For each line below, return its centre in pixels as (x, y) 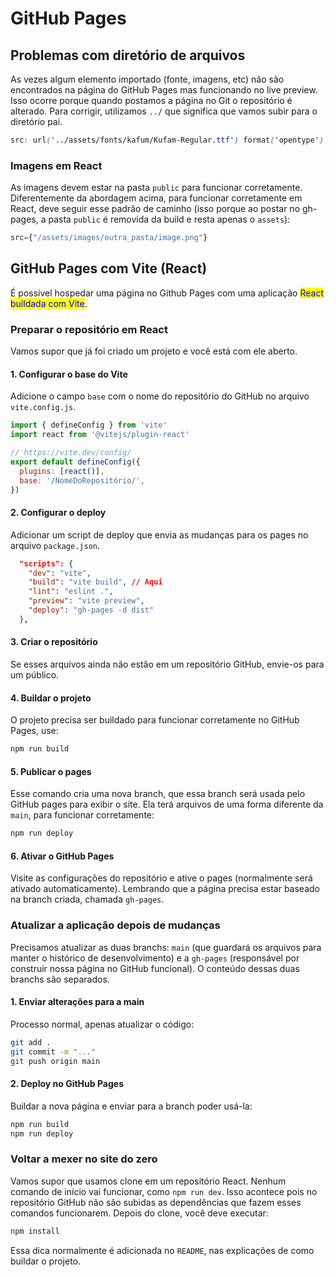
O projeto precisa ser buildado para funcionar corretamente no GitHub (155, 720)
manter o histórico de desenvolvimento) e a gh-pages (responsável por (155, 958)
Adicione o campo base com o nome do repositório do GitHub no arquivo (160, 396)
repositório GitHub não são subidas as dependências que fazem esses (156, 1202)
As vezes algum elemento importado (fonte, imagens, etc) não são (147, 79)
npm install (35, 1231)
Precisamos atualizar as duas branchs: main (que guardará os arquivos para (166, 947)
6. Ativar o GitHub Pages (62, 856)
